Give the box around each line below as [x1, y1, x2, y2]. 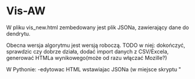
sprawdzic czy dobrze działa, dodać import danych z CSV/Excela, [6, 48, 169, 55]
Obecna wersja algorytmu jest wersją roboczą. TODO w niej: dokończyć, [6, 42, 185, 49]
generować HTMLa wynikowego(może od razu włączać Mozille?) [6, 54, 167, 61]
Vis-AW [6, 4, 46, 18]
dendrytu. [6, 30, 31, 37]
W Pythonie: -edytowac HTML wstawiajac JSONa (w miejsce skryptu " [6, 65, 181, 72]
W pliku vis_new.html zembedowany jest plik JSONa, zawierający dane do [6, 24, 189, 31]
